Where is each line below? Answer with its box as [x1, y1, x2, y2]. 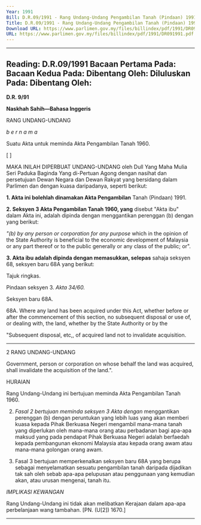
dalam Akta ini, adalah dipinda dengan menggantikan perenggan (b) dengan [6, 212, 194, 219]
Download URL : [6, 25, 42, 32]
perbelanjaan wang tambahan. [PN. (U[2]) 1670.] [6, 506, 126, 513]
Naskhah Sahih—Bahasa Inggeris [6, 105, 91, 112]
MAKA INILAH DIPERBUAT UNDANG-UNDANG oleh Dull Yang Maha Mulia [6, 163, 187, 170]
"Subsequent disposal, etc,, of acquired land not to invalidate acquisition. [6, 331, 187, 339]
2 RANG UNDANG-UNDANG [6, 348, 76, 355]
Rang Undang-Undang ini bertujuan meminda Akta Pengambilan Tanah [6, 390, 181, 397]
